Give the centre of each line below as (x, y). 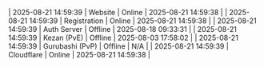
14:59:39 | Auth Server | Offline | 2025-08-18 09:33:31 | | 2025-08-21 (123, 29)
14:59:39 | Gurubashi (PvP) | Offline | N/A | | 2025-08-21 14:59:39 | (119, 46)
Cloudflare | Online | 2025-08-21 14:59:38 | (79, 55)
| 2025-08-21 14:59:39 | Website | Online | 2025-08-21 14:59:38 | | (118, 12)
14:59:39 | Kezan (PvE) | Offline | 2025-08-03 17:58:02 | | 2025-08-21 (123, 37)
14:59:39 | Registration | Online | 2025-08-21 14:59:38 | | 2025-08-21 (143, 21)
